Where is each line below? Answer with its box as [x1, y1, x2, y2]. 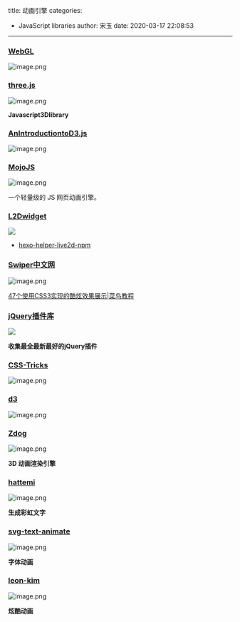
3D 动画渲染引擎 [8, 459, 56, 467]
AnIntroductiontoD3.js [8, 128, 88, 138]
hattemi [8, 477, 36, 487]
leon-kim [8, 576, 40, 586]
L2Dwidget [8, 211, 47, 221]
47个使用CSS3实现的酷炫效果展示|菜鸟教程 [8, 291, 135, 300]
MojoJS [8, 162, 36, 172]
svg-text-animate [8, 526, 71, 536]
